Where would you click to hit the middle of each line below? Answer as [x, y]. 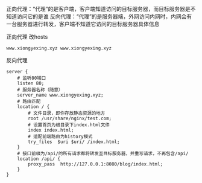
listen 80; [31, 83]
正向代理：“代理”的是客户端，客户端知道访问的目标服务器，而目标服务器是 [99, 9]
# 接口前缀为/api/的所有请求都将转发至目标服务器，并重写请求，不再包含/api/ [103, 153]
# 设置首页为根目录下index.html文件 [69, 125]
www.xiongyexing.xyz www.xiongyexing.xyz [59, 48]
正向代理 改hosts [27, 37]
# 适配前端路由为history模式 [60, 136]
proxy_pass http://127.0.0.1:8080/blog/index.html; [96, 164]
